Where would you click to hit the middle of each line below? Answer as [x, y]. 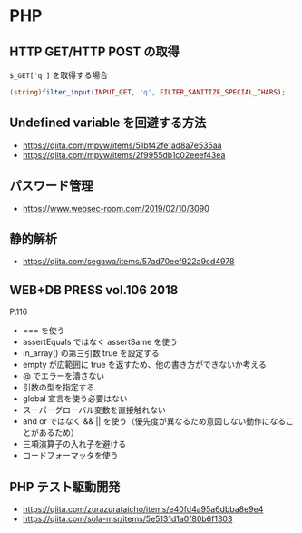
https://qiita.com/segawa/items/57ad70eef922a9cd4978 [128, 262]
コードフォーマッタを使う [70, 456]
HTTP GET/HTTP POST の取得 [94, 51]
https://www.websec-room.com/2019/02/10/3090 [116, 208]
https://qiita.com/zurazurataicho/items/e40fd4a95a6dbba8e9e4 [143, 508]
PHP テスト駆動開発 [65, 487]
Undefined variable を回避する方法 [108, 123]
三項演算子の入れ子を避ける [74, 444]
